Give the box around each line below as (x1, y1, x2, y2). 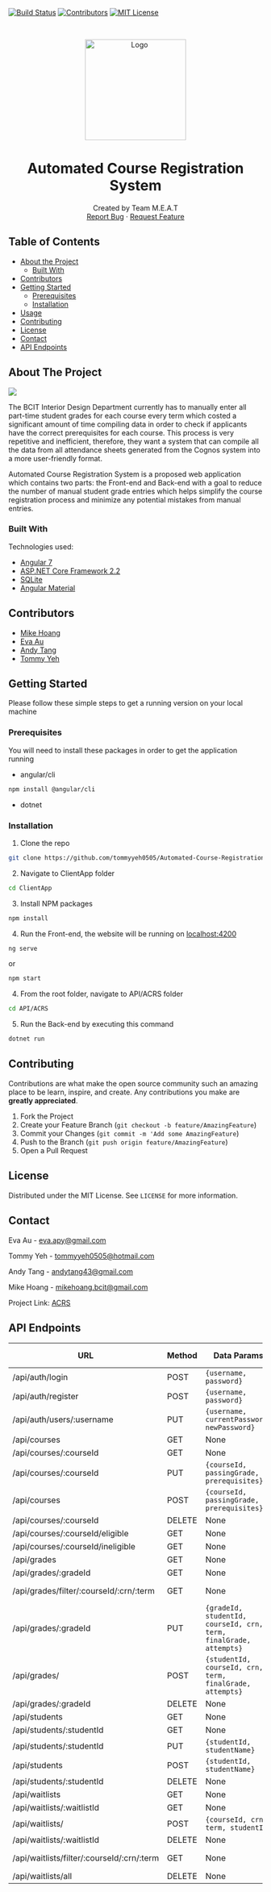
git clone (8, 853, 42, 862)
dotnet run (8, 1035, 45, 1044)
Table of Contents (8, 235, 101, 249)
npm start (8, 974, 42, 983)
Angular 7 (19, 557, 52, 567)
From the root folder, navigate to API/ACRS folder (19, 989, 184, 999)
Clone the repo (19, 838, 70, 848)
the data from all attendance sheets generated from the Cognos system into (8, 444, 261, 455)
